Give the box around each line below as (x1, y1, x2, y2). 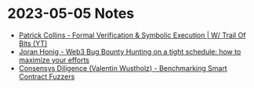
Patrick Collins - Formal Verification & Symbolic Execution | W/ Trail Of (18, 30, 246, 40)
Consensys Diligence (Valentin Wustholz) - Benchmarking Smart (18, 63, 228, 72)
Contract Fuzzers (18, 72, 75, 81)
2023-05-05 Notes (7, 5, 135, 23)
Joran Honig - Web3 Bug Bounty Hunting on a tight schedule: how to (18, 47, 241, 56)
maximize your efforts (18, 55, 89, 65)
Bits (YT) (18, 38, 48, 48)
